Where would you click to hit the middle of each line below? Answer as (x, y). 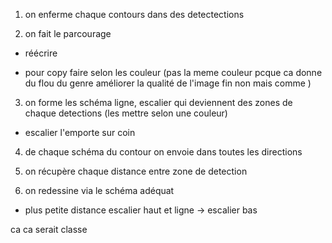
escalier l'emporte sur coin (80, 132)
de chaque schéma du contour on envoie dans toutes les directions (163, 152)
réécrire (41, 53)
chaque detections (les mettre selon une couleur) (126, 113)
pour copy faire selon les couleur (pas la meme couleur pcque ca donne (173, 72)
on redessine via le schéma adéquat (99, 190)
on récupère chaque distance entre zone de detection (136, 171)
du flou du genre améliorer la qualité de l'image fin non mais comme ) (168, 83)
